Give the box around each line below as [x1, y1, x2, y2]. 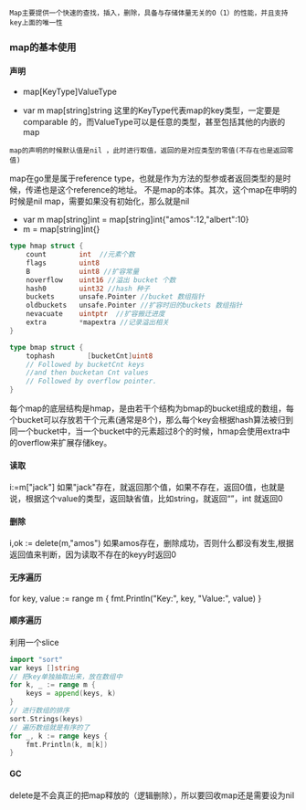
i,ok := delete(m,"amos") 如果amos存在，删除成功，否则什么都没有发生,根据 [9, 538, 294, 549]
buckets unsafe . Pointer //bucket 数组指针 [26, 292, 206, 301]
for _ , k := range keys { [9, 731, 108, 741]
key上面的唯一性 [9, 18, 63, 27]
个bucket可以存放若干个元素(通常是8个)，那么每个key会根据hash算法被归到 [9, 415, 294, 425]
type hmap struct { [9, 241, 84, 251]
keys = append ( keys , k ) [26, 689, 117, 699]
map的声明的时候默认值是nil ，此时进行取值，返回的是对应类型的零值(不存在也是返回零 [9, 146, 294, 155]
